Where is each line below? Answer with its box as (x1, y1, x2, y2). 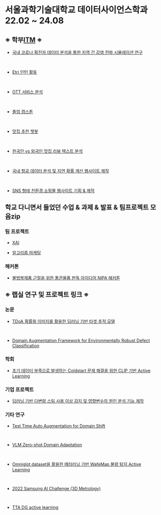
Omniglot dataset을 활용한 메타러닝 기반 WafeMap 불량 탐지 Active (12, 461, 142, 467)
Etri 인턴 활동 (12, 69, 37, 75)
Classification (12, 342, 40, 348)
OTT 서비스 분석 (12, 89, 43, 95)
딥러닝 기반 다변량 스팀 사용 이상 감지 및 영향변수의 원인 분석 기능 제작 (12, 398, 144, 404)
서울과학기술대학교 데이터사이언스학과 (5, 4, 148, 16)
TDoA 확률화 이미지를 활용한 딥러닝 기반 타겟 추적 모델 (12, 318, 115, 324)
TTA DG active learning (12, 504, 59, 510)
